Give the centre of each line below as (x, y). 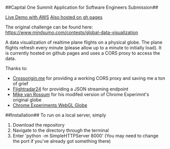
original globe (27, 100)
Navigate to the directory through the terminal (61, 130)
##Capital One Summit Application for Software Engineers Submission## (82, 7)
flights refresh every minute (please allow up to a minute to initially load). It (83, 48)
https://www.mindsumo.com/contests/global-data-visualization (72, 32)
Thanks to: (17, 68)
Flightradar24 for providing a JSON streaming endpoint (70, 89)
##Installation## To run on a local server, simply (56, 115)
